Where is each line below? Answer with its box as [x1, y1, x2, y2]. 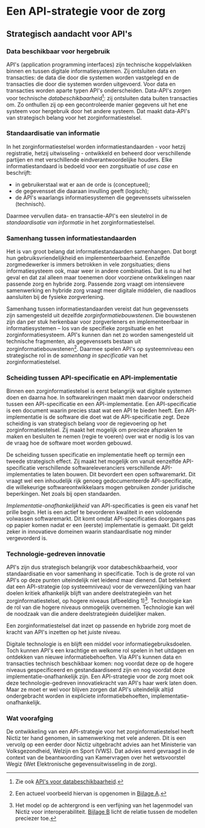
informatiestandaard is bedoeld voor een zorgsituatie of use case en [6, 162, 178, 169]
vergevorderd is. [6, 534, 48, 542]
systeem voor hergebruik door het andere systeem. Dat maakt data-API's [6, 107, 190, 114]
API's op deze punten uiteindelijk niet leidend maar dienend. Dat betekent [6, 577, 191, 584]
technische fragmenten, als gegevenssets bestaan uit [6, 338, 142, 345]
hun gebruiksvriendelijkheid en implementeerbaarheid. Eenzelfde [6, 254, 170, 262]
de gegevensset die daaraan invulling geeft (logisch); [15, 187, 149, 194]
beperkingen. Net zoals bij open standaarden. [6, 490, 121, 498]
